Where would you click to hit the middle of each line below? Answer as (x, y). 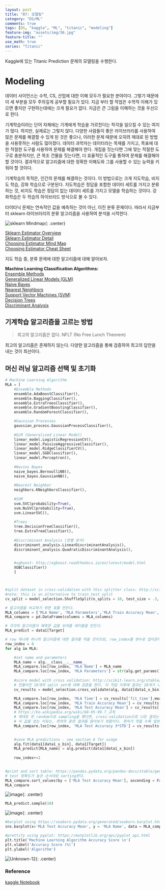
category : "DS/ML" (24, 19)
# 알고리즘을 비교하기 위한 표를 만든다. (40, 608)
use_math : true (21, 42)
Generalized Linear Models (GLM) (39, 279)
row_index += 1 (27, 758)
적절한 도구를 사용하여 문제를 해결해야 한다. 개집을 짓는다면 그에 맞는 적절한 (82, 149)
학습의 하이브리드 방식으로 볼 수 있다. (63, 197)
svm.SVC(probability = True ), (42, 504)
